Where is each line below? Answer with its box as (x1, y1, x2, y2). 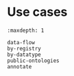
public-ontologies (7, 57, 60, 64)
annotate (7, 63, 32, 70)
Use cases (7, 4, 68, 20)
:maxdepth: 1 (7, 27, 45, 34)
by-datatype (7, 51, 41, 58)
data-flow (7, 39, 36, 46)
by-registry (7, 45, 41, 52)
